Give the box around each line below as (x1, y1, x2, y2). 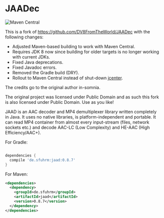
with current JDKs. (12, 54, 51, 60)
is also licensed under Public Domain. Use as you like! (5, 99, 114, 105)
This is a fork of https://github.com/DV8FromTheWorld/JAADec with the (5, 29, 150, 34)
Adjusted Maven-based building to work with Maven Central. (12, 43, 136, 49)
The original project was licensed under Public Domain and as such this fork (5, 94, 159, 100)
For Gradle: (5, 139, 28, 145)
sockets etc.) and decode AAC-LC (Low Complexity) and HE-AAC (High (5, 124, 150, 130)
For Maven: (5, 171, 28, 177)
